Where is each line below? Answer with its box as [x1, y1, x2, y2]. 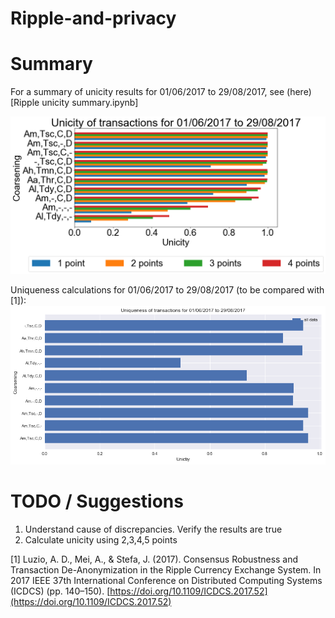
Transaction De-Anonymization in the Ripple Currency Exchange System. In [10, 563, 322, 576]
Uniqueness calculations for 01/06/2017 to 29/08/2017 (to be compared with [10, 284, 325, 296]
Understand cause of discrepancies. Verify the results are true [24, 523, 283, 535]
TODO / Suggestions [10, 490, 184, 512]
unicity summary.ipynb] [41, 97, 139, 109]
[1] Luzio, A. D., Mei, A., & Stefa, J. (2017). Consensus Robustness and [10, 553, 299, 565]
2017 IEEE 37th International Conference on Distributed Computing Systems [10, 574, 323, 586]
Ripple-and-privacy [10, 7, 177, 30]
